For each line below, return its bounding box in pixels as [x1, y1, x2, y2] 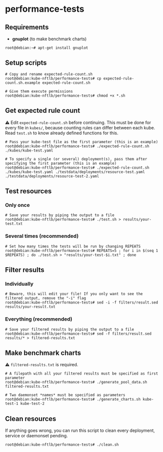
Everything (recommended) [5, 316, 73, 323]
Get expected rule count [5, 106, 81, 115]
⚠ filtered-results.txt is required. [5, 362, 79, 368]
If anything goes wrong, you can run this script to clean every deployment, [5, 427, 155, 433]
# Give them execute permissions [5, 89, 73, 94]
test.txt [5, 222, 23, 226]
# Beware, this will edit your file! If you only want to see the [5, 292, 143, 297]
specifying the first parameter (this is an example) [5, 161, 117, 166]
